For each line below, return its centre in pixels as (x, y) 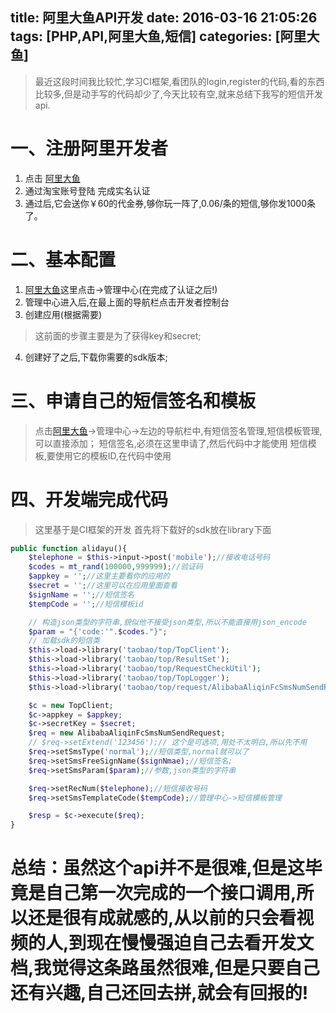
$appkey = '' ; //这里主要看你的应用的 (99, 576)
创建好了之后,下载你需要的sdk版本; (96, 357)
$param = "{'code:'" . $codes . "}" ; (98, 631)
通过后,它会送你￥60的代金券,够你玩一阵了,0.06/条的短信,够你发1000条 (170, 203)
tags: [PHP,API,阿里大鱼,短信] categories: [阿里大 (165, 36)
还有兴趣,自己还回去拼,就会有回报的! (159, 993)
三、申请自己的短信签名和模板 (133, 400)
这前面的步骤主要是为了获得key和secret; (118, 335)
